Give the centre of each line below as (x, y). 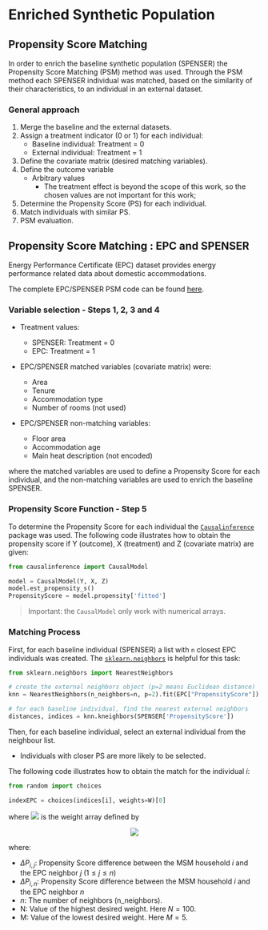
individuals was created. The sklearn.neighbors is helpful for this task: (124, 658)
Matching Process (44, 632)
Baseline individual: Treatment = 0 (88, 144)
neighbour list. (32, 740)
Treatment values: (50, 327)
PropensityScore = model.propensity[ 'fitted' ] (87, 596)
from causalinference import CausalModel (78, 567)
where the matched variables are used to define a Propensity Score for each (134, 471)
